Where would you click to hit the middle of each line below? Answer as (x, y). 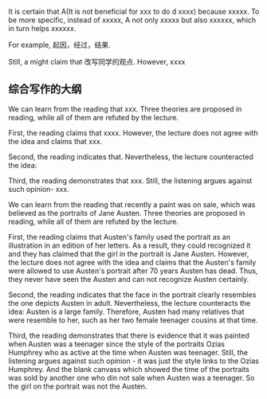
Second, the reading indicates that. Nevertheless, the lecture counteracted (131, 156)
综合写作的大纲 (45, 90)
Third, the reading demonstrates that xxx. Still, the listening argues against (130, 180)
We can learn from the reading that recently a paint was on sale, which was (132, 204)
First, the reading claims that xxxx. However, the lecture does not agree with (133, 133)
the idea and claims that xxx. (55, 141)
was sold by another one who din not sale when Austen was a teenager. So (132, 377)
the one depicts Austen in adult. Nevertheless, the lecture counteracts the (130, 303)
